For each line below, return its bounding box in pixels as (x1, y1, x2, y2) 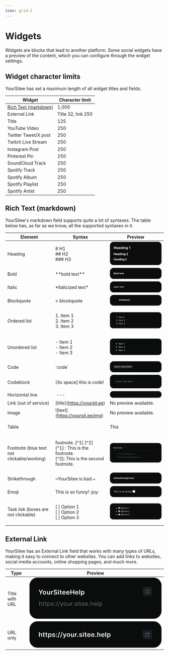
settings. (5, 58, 24, 64)
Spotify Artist (7, 188, 35, 194)
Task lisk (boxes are (7, 506, 49, 513)
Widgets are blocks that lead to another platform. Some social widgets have (5, 47, 162, 53)
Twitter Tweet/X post (7, 132, 51, 138)
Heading (7, 251, 25, 257)
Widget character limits (5, 72, 80, 80)
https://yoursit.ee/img (57, 413, 102, 419)
